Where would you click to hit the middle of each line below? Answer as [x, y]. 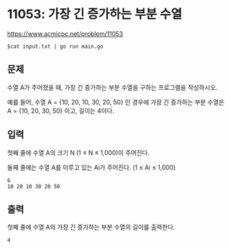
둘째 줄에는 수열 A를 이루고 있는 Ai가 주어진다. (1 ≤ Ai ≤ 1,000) [92, 167]
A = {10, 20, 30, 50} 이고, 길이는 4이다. [61, 111]
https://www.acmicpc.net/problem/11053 [65, 34]
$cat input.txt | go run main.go [55, 46]
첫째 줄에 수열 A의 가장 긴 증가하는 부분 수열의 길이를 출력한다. [91, 227]
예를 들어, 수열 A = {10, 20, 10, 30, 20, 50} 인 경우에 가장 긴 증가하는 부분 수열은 [116, 102]
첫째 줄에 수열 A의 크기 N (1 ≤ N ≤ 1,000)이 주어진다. [78, 152]
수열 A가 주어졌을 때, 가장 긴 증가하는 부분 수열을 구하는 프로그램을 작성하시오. [112, 87]
